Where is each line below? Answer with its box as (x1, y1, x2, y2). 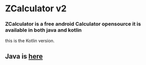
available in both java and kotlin (5, 27, 82, 33)
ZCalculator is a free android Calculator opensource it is (5, 21, 141, 28)
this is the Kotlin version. (5, 38, 55, 44)
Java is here (5, 52, 43, 61)
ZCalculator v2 (5, 3, 67, 14)
